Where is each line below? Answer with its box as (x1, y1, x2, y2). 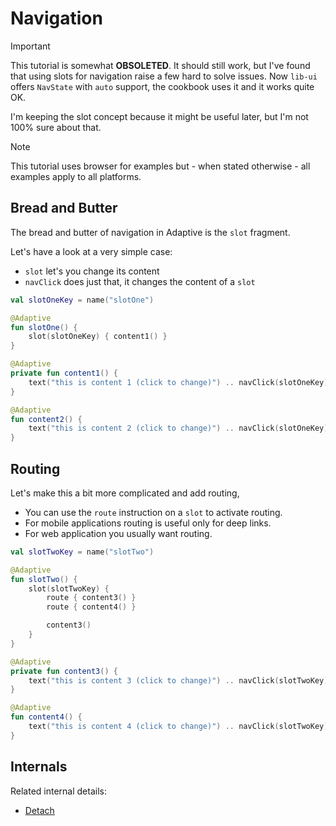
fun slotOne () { (10, 322, 78, 332)
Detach (24, 804, 55, 816)
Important (10, 40, 51, 52)
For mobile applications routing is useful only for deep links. (24, 517, 272, 529)
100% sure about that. (10, 121, 102, 133)
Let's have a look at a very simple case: (10, 245, 173, 257)
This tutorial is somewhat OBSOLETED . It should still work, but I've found (10, 59, 311, 71)
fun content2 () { (10, 414, 83, 424)
